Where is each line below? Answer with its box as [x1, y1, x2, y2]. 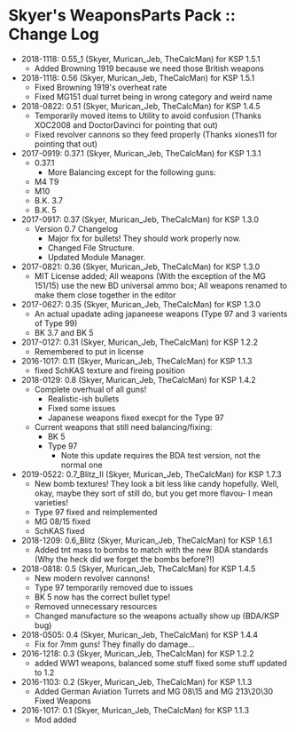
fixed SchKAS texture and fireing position [34, 365, 185, 376]
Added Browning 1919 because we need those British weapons [34, 63, 265, 74]
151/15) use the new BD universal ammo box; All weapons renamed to [34, 280, 288, 290]
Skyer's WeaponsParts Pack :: [8, 5, 237, 26]
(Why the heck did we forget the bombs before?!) [34, 553, 215, 564]
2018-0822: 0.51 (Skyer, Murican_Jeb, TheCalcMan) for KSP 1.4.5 [20, 100, 261, 111]
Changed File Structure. [47, 242, 135, 253]
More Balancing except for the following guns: [47, 166, 216, 178]
